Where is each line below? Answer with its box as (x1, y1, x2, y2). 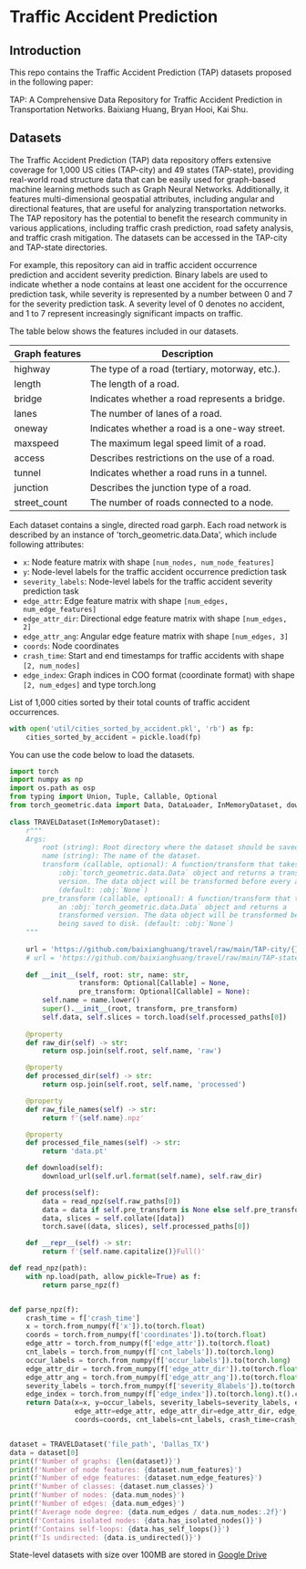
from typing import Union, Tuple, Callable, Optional (9, 792, 219, 802)
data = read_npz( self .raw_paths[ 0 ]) (42, 1197, 181, 1206)
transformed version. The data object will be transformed (57, 910, 287, 920)
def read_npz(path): (9, 1263, 88, 1273)
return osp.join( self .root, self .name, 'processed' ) (42, 1080, 247, 1089)
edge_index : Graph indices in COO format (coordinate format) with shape (22, 669, 296, 681)
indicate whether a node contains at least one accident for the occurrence (9, 278, 289, 289)
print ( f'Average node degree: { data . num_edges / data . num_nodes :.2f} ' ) (9, 1507, 287, 1516)
